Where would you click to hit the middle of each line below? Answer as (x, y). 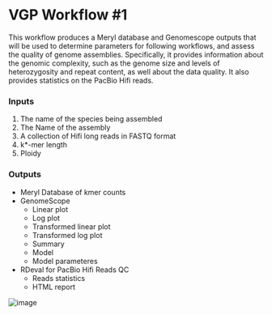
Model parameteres (65, 261)
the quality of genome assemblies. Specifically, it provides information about (136, 54)
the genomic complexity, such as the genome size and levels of (114, 63)
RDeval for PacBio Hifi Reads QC (74, 270)
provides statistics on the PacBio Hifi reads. (81, 80)
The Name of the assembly (65, 128)
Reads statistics (59, 278)
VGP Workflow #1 (68, 15)
